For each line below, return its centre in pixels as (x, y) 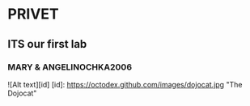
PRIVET (33, 14)
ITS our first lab (47, 44)
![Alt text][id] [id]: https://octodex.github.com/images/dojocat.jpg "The (125, 84)
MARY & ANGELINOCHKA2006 (70, 67)
